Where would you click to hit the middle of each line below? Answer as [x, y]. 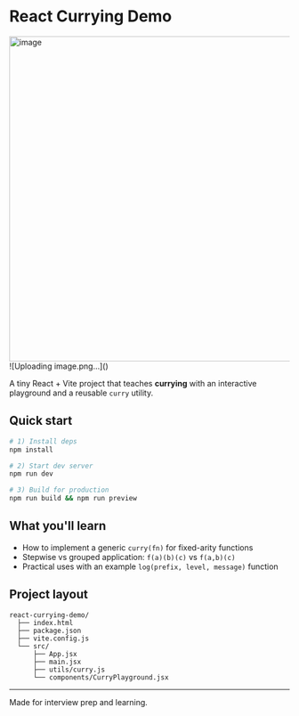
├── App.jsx [55, 654]
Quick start [41, 421]
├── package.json [49, 631]
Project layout [49, 594]
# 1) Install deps [43, 441]
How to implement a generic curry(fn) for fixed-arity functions [137, 547]
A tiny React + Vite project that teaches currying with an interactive [133, 383]
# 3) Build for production [59, 490]
